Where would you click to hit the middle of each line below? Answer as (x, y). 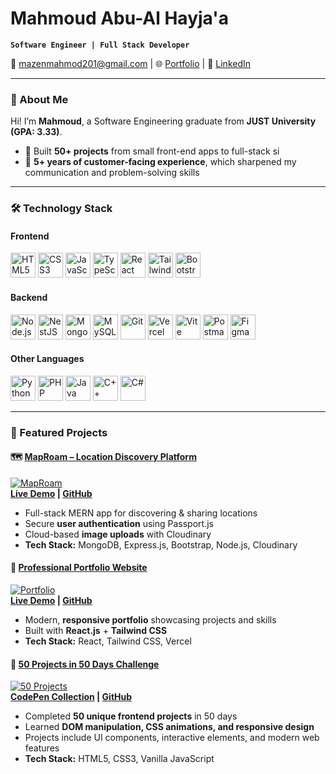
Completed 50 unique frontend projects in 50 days (131, 716)
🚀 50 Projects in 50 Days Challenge (85, 664)
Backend (29, 297)
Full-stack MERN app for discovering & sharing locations (141, 513)
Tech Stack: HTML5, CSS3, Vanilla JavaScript (119, 759)
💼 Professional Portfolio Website (79, 568)
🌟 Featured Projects (59, 432)
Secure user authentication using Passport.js (119, 523)
